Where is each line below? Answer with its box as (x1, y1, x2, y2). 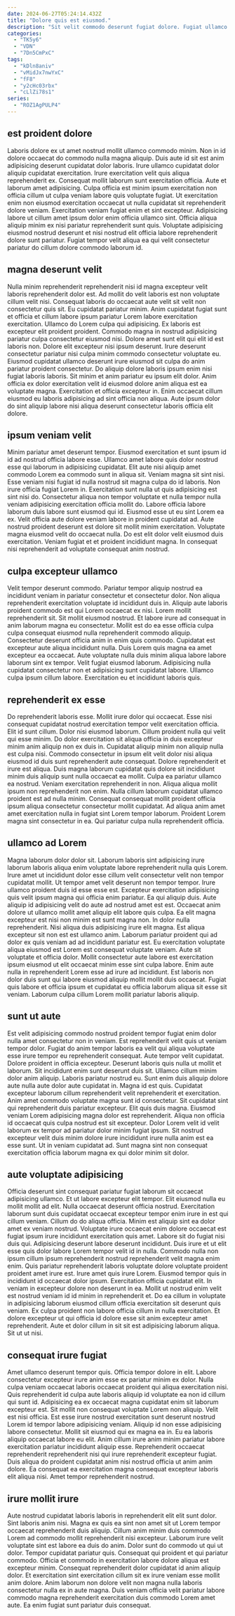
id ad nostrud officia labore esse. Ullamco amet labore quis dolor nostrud (7, 456, 219, 464)
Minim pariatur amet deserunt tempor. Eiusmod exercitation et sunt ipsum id (7, 448, 227, 456)
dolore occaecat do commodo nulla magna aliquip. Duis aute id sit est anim (7, 154, 224, 162)
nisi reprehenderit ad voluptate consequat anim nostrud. (7, 545, 170, 553)
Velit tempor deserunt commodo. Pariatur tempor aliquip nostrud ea (7, 584, 203, 592)
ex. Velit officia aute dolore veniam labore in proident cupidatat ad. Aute (7, 515, 215, 524)
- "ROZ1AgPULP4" (13, 102, 61, 109)
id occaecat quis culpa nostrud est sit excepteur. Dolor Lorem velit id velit (7, 1118, 220, 1127)
